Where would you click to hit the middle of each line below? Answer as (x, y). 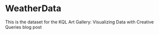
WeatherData (33, 9)
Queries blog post (24, 27)
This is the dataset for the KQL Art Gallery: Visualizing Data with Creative (79, 22)
